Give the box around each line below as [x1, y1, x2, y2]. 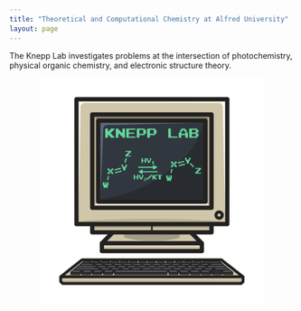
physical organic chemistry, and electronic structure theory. [9, 60, 232, 71]
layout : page [9, 24, 59, 33]
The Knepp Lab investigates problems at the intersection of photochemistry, [9, 50, 293, 61]
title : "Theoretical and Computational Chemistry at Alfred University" [9, 14, 289, 24]
